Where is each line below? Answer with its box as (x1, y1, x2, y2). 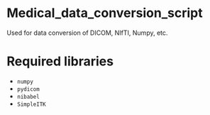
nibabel (16, 93, 40, 100)
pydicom (16, 85, 40, 93)
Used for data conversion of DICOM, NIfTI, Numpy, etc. (6, 28, 168, 37)
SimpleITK (16, 101, 47, 108)
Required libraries (6, 53, 114, 70)
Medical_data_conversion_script (6, 5, 203, 21)
